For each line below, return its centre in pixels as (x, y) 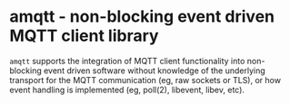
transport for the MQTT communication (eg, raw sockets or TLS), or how (145, 80)
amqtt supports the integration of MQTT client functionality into (127, 61)
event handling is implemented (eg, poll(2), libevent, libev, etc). (127, 90)
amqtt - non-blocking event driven (142, 17)
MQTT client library (84, 36)
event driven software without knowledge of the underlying (155, 71)
